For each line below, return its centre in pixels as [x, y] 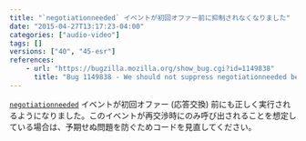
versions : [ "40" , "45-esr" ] [63, 52]
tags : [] [26, 43]
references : [32, 60]
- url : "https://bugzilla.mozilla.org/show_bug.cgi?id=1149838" [150, 69]
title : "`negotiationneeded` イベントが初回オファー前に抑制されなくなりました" [150, 18]
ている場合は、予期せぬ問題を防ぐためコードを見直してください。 [133, 126]
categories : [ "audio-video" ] [65, 35]
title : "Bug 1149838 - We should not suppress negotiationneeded [160, 77]
